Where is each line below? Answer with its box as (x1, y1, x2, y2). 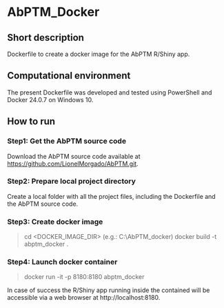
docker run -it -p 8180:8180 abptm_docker (23, 273, 145, 281)
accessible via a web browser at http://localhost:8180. (7, 293, 161, 302)
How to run (7, 115, 56, 128)
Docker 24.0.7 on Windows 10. (7, 95, 94, 104)
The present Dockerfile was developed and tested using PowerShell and (7, 88, 212, 97)
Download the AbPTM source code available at (7, 152, 141, 160)
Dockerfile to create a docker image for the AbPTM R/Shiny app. (7, 50, 190, 58)
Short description (7, 32, 85, 44)
